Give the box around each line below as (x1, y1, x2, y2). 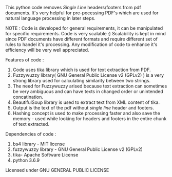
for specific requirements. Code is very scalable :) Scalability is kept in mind (5, 31, 166, 36)
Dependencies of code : (5, 131, 56, 137)
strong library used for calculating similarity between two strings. (12, 78, 150, 83)
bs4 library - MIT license (12, 141, 65, 147)
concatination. (12, 94, 44, 100)
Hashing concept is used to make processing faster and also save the (12, 110, 160, 116)
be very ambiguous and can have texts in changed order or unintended (12, 88, 163, 94)
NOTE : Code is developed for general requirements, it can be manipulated (5, 25, 163, 31)
